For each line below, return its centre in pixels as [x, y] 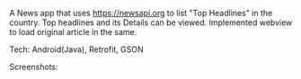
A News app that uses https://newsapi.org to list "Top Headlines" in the [141, 13]
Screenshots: [34, 67]
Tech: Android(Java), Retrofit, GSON [76, 49]
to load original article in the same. [73, 32]
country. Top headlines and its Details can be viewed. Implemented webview [151, 22]
